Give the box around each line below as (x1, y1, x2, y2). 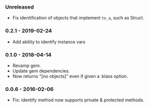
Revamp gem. (12, 62, 41, 68)
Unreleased (5, 3, 34, 10)
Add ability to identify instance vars (12, 38, 86, 44)
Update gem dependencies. (12, 67, 70, 73)
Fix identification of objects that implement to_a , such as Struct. (12, 15, 144, 21)
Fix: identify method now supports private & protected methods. (12, 97, 144, 103)
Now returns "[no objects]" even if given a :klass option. (12, 73, 128, 79)
